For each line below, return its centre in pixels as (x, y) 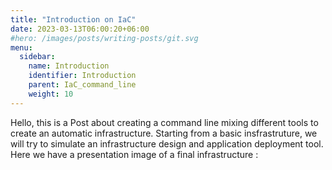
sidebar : (37, 57)
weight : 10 (51, 94)
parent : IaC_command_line (82, 85)
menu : (21, 47)
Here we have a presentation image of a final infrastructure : (134, 154)
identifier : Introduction (82, 76)
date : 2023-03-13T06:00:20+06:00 (80, 29)
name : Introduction (69, 66)
